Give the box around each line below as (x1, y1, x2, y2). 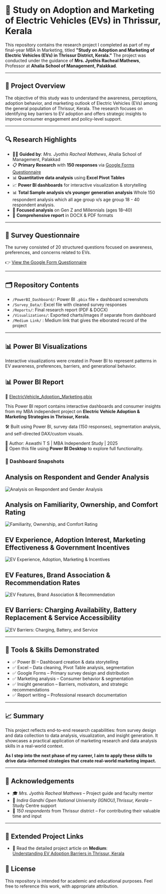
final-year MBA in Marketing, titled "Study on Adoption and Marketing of (5, 47, 155, 53)
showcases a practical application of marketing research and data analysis (5, 738, 157, 744)
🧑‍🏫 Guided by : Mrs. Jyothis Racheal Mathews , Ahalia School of (12, 151, 142, 157)
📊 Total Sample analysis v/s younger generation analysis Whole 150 (12, 189, 156, 195)
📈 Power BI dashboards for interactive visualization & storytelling (12, 182, 147, 188)
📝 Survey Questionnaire (5, 231, 80, 239)
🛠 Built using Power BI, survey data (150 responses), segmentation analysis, (5, 424, 161, 429)
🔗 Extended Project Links (5, 832, 84, 841)
